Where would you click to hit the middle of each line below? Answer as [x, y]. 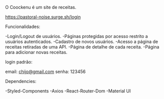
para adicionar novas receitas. [36, 52]
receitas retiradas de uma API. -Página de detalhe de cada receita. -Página [82, 47]
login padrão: [19, 62]
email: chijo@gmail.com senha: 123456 [45, 71]
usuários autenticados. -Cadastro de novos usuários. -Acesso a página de [82, 41]
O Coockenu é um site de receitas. [41, 7]
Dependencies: [21, 81]
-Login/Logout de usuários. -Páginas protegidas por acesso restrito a [77, 36]
